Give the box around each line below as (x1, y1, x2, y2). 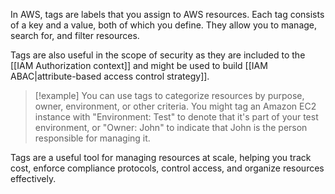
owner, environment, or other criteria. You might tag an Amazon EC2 (34, 100, 317, 112)
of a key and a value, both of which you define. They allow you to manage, (10, 19, 318, 31)
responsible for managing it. (34, 132, 151, 144)
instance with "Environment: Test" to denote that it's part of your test (34, 111, 319, 123)
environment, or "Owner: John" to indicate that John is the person (34, 122, 308, 133)
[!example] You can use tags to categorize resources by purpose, (34, 90, 305, 101)
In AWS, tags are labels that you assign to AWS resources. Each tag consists (10, 9, 325, 20)
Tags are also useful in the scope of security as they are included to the (10, 49, 306, 61)
